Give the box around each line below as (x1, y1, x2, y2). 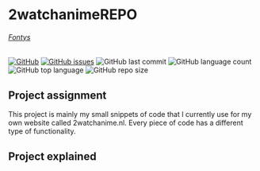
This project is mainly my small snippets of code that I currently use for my (8, 110, 252, 119)
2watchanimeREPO (8, 6, 138, 24)
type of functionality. (8, 126, 77, 136)
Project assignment (8, 88, 107, 102)
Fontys (8, 32, 31, 41)
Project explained (8, 150, 97, 163)
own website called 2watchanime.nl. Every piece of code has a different (8, 118, 243, 128)
